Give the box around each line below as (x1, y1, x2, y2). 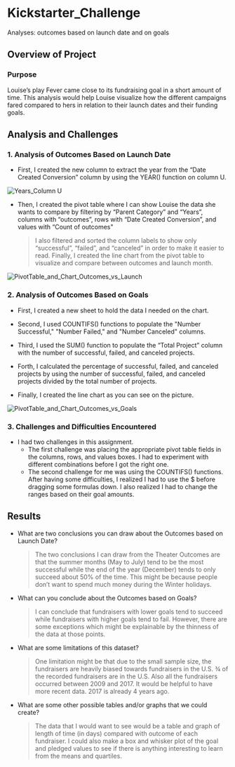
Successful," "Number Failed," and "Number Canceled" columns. (17, 327, 206, 336)
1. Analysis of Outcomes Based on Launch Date (7, 149, 171, 159)
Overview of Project (7, 49, 97, 61)
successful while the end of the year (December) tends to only (34, 565, 216, 573)
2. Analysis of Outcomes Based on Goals (7, 290, 149, 300)
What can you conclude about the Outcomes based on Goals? (17, 593, 197, 602)
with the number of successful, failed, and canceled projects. (17, 348, 195, 357)
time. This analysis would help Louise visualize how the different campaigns (7, 93, 227, 101)
